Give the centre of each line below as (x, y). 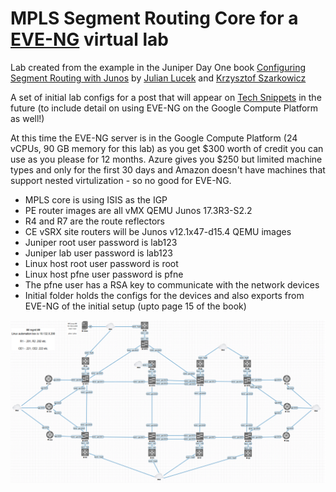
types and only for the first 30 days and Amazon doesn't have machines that (168, 169)
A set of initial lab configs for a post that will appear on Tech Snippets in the (166, 97)
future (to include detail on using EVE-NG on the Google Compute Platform (164, 108)
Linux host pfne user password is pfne (104, 274)
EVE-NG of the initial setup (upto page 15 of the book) (135, 306)
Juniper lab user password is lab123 (98, 253)
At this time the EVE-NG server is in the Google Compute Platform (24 (154, 138)
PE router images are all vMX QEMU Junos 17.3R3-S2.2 (138, 210)
